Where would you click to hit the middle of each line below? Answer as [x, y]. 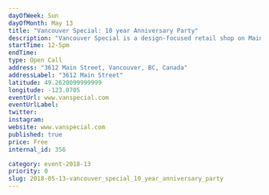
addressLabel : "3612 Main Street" [66, 75]
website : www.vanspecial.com [57, 127]
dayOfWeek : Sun [34, 16]
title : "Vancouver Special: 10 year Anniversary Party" [103, 30]
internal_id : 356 [37, 149]
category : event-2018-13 [50, 164]
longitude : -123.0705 [44, 90]
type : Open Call [35, 61]
